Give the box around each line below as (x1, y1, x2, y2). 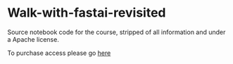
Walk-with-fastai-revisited (7, 5, 166, 21)
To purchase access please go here (7, 49, 111, 57)
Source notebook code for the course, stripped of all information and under (7, 28, 226, 36)
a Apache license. (7, 35, 60, 43)
